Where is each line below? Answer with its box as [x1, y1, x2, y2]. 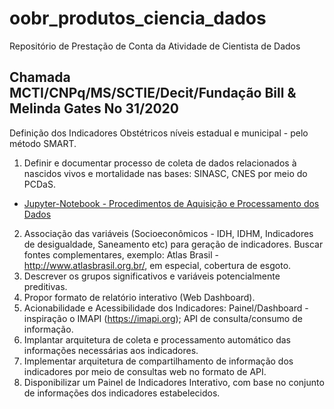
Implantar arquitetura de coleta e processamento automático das [23, 333, 291, 346]
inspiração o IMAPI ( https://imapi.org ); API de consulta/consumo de [23, 312, 303, 324]
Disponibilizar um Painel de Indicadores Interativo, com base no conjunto [23, 376, 325, 388]
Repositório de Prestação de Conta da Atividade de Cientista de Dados [9, 40, 301, 52]
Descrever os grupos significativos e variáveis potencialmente [23, 270, 281, 282]
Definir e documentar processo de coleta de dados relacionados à [23, 157, 297, 169]
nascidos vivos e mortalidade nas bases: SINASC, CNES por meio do [23, 167, 308, 179]
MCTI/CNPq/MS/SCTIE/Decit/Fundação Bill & [9, 85, 297, 102]
